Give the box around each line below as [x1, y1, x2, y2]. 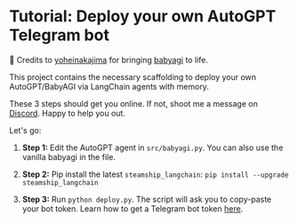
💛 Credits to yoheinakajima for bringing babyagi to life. [9, 54, 209, 65]
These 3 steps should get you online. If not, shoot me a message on [9, 98, 258, 108]
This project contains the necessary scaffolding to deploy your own [9, 71, 256, 82]
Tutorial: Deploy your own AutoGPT [9, 6, 277, 27]
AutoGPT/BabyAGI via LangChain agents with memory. [9, 81, 209, 92]
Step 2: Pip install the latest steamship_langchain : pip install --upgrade [21, 169, 289, 179]
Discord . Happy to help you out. [9, 108, 126, 118]
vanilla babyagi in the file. [21, 151, 116, 162]
